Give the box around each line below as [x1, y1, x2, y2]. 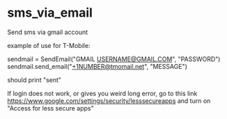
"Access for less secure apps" [7, 104, 94, 112]
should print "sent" [7, 75, 61, 84]
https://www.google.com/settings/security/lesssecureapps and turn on [7, 96, 211, 105]
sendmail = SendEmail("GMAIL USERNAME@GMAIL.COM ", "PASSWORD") [7, 54, 221, 63]
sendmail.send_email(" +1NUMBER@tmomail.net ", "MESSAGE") [7, 62, 188, 70]
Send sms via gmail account [7, 28, 88, 36]
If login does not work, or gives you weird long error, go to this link [7, 89, 198, 97]
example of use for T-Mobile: [7, 41, 91, 49]
